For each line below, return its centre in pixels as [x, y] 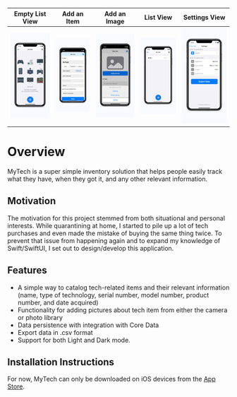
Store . [16, 386]
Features [27, 270]
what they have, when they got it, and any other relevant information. [108, 179]
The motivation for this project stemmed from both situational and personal [116, 218]
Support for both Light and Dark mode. [74, 340]
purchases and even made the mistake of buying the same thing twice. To [115, 233]
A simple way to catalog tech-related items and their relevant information [123, 288]
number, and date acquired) [58, 302]
